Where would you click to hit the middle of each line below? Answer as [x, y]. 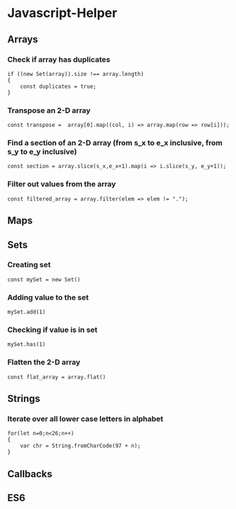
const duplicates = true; [58, 86]
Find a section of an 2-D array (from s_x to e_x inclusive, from [115, 143]
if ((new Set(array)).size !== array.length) [75, 74]
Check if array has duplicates [59, 60]
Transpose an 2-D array [49, 110]
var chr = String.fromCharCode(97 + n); [80, 446]
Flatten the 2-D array [44, 362]
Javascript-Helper [62, 13]
